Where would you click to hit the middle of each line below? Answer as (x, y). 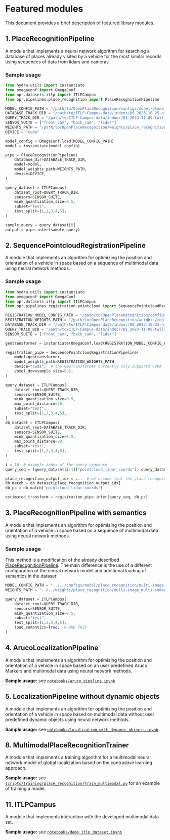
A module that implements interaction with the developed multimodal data (82, 817)
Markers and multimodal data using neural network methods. (69, 670)
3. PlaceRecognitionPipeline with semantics (76, 513)
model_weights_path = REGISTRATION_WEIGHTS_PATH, (65, 362)
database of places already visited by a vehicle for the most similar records (83, 56)
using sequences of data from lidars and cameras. (58, 62)
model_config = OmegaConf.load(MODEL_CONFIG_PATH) (60, 141)
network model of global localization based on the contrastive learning (79, 763)
